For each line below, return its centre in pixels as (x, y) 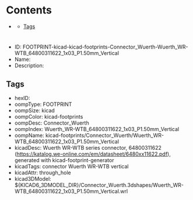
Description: (29, 65)
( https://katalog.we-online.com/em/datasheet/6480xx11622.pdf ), (92, 154)
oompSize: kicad (35, 110)
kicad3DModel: (33, 178)
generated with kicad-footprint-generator (64, 160)
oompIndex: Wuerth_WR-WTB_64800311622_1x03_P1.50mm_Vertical (97, 129)
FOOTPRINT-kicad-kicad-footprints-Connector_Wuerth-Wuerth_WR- (105, 47)
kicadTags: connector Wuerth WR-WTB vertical (71, 166)
